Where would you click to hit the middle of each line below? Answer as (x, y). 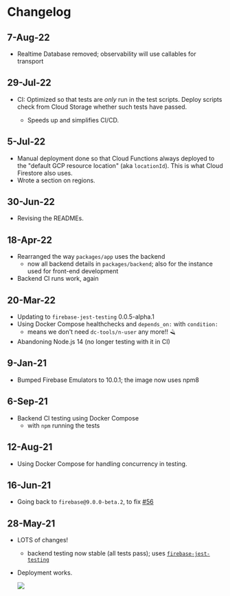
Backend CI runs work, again (58, 279)
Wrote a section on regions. (56, 180)
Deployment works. (45, 573)
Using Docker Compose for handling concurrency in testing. (102, 464)
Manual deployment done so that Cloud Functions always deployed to (116, 158)
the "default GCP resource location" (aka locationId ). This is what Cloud (120, 165)
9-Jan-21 (27, 363)
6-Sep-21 (27, 402)
